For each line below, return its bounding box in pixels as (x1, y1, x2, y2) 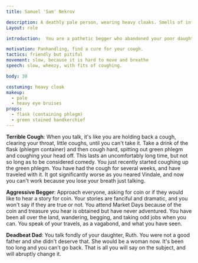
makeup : (6, 89, 25, 95)
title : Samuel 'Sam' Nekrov (6, 8, 75, 15)
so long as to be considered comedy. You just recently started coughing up (6, 158, 189, 165)
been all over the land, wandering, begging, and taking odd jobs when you (6, 213, 187, 220)
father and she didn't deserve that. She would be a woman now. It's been (6, 238, 184, 245)
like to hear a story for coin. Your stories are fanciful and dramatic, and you (6, 194, 188, 202)
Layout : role (6, 25, 38, 31)
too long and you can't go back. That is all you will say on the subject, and (6, 243, 186, 251)
